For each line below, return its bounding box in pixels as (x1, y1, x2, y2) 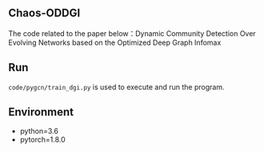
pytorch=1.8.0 (19, 135, 66, 145)
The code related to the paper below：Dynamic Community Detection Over (8, 28, 256, 38)
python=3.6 (19, 126, 58, 136)
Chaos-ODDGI (8, 6, 81, 20)
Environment (8, 106, 74, 119)
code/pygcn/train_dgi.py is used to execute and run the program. (8, 82, 225, 91)
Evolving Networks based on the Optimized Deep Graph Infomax (8, 38, 222, 47)
